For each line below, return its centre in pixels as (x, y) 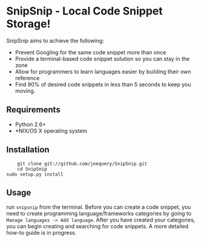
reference (27, 78)
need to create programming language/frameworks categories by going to (99, 214)
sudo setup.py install (35, 174)
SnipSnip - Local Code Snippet (85, 11)
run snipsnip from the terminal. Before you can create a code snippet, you (99, 207)
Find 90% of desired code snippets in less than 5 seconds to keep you (103, 84)
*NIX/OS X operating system (51, 130)
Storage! (28, 24)
